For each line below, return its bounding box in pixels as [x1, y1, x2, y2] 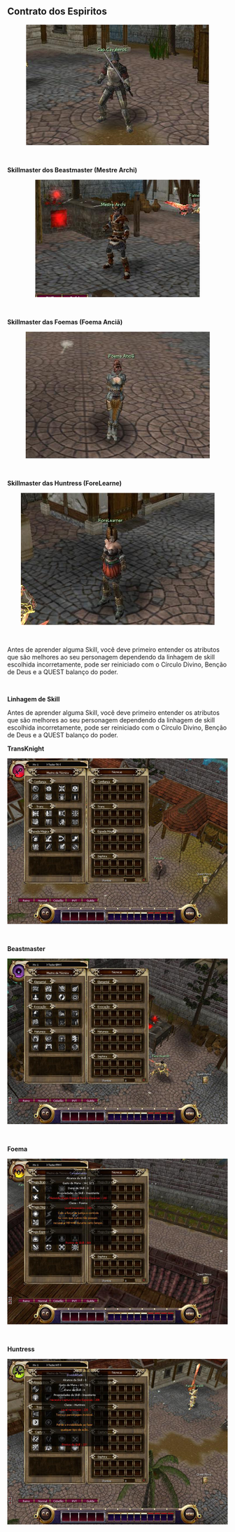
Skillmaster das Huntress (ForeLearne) [7, 479, 122, 487]
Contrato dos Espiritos [7, 6, 107, 18]
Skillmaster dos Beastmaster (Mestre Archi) [7, 165, 138, 174]
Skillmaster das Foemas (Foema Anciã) [7, 317, 123, 326]
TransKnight [7, 744, 45, 753]
